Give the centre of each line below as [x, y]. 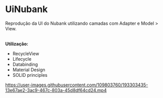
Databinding [25, 64]
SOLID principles [30, 75]
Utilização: [17, 43]
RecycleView [26, 54]
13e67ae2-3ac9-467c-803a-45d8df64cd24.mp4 [56, 90]
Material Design [29, 70]
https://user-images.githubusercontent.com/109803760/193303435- [77, 85]
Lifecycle [22, 59]
